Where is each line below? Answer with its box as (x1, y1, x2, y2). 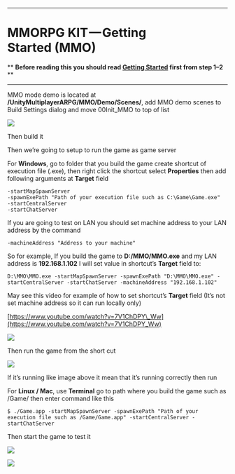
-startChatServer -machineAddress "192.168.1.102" (66, 278, 218, 286)
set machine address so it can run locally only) (7, 299, 142, 307)
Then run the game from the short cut (7, 346, 116, 355)
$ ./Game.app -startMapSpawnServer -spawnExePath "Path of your (7, 407, 199, 414)
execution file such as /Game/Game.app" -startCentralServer (7, 414, 190, 421)
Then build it (7, 132, 43, 140)
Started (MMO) (7, 40, 97, 56)
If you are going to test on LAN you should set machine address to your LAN (7, 218, 227, 226)
